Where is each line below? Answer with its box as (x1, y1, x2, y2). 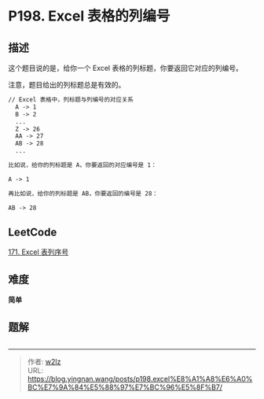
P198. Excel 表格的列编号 (8, 7, 170, 25)
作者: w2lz (27, 357, 61, 366)
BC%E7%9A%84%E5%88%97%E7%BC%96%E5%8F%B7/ (27, 382, 222, 392)
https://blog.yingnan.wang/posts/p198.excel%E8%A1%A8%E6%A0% (27, 374, 253, 383)
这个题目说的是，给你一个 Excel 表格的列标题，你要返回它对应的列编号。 (8, 64, 244, 72)
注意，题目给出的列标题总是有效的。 (8, 80, 126, 89)
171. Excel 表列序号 (8, 247, 69, 257)
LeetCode (8, 225, 57, 238)
